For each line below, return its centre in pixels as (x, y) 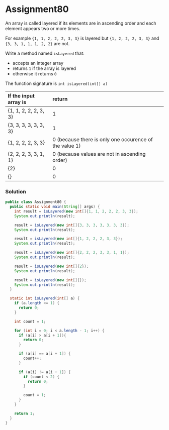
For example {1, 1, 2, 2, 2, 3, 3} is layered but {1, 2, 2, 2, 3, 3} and (82, 38)
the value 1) (67, 146)
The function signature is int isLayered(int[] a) (57, 83)
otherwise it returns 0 (34, 73)
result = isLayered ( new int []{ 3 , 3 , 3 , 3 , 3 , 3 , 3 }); (72, 225)
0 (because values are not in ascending (99, 154)
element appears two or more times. (43, 28)
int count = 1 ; (30, 321)
